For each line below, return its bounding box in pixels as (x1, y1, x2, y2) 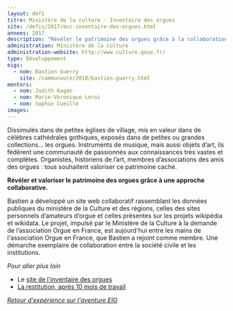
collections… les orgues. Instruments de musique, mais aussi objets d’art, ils (7, 140, 224, 149)
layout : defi (7, 10, 45, 17)
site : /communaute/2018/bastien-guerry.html (19, 74, 150, 82)
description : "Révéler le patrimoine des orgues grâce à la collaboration (7, 36, 228, 43)
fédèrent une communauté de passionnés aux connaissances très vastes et (7, 148, 223, 156)
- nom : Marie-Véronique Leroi (13, 94, 101, 101)
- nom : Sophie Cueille (13, 100, 79, 107)
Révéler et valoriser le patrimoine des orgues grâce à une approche (7, 176, 205, 184)
